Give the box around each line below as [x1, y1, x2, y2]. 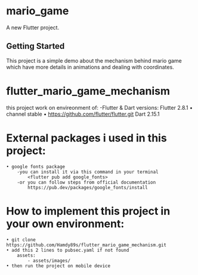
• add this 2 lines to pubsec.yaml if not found [6, 247, 129, 253]
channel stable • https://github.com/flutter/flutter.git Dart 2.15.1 [6, 110, 160, 118]
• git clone [6, 237, 36, 243]
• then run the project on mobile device [6, 262, 111, 269]
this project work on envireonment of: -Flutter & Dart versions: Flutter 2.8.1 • [6, 104, 193, 111]
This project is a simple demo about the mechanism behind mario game [6, 57, 182, 64]
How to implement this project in [6, 204, 171, 218]
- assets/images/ [27, 258, 70, 264]
